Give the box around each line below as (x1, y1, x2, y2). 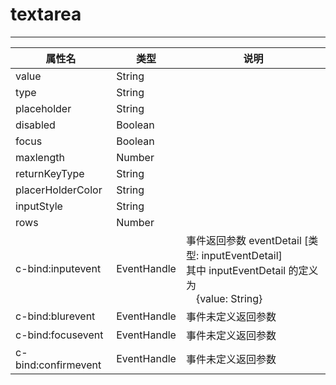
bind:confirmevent (15, 358, 102, 372)
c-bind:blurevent (15, 309, 96, 323)
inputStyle (15, 199, 63, 213)
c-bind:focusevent (15, 328, 104, 342)
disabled (15, 118, 56, 132)
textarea (10, 3, 82, 26)
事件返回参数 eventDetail (185, 233, 302, 247)
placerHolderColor (15, 183, 103, 197)
